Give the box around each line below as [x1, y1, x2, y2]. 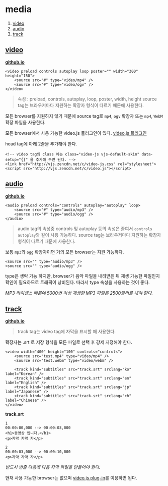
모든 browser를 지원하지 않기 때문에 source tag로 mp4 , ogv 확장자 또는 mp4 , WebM [5, 113, 163, 119]
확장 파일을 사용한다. [5, 119, 46, 125]
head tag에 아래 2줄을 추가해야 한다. [5, 140, 77, 147]
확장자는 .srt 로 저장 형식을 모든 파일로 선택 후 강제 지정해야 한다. [5, 339, 132, 345]
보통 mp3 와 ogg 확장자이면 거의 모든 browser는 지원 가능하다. [5, 249, 124, 255]
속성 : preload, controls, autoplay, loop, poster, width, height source [17, 96, 157, 102]
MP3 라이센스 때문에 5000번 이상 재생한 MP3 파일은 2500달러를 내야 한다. [5, 290, 153, 296]
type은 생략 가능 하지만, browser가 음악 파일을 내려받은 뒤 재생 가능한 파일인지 [5, 273, 160, 279]
